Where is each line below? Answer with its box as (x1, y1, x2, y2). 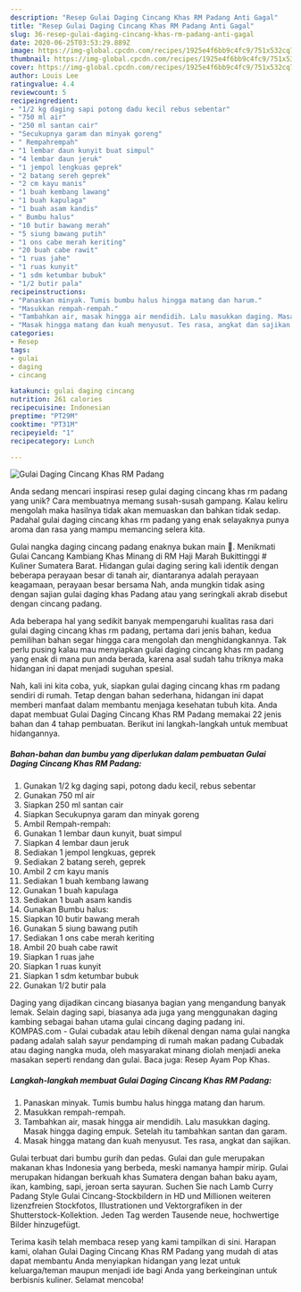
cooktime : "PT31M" (10, 419, 79, 429)
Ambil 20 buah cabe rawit (22, 942, 119, 953)
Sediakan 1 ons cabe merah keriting (22, 933, 155, 943)
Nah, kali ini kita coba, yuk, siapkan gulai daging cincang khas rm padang (10, 680, 280, 691)
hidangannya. (10, 728, 61, 739)
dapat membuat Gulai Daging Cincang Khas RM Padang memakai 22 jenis (10, 709, 282, 720)
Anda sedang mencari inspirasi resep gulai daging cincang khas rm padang (10, 486, 288, 497)
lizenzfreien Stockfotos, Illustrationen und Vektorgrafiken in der (10, 1200, 243, 1212)
